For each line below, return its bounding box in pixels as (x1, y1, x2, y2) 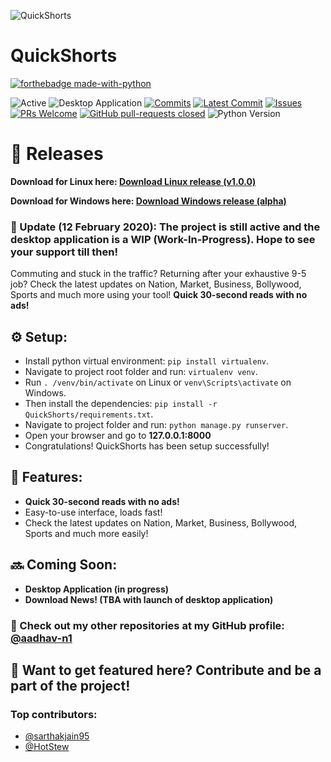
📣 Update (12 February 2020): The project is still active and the (10, 220, 321, 234)
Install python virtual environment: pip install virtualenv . (24, 355, 270, 367)
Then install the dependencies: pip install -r (24, 397, 218, 409)
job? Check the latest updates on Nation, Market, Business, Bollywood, (10, 278, 302, 290)
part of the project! (10, 677, 131, 694)
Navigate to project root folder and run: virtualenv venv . (24, 365, 258, 377)
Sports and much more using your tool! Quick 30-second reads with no (10, 289, 308, 301)
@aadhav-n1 (10, 631, 73, 645)
